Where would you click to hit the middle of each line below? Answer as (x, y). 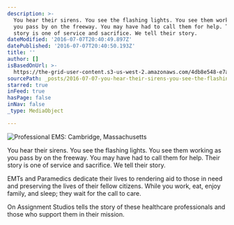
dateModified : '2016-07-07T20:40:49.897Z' (70, 40)
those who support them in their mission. (66, 214)
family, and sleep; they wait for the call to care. (74, 193)
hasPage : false (29, 98)
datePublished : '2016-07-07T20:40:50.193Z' (71, 46)
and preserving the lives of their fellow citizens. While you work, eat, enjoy (114, 186)
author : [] (23, 59)
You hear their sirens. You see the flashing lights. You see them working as (114, 150)
